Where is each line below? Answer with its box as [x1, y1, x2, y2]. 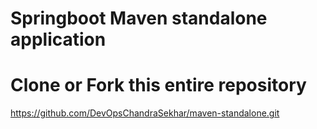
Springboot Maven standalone [10, 7, 268, 30]
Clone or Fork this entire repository [10, 74, 307, 97]
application [10, 28, 107, 51]
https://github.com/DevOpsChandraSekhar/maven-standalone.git [10, 107, 280, 119]
